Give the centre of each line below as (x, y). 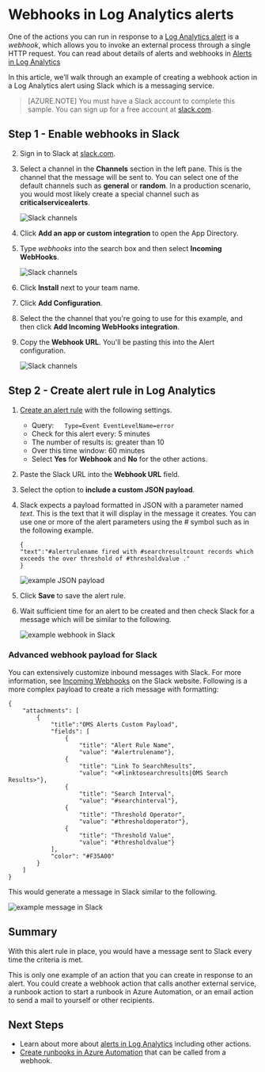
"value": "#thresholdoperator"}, (134, 822)
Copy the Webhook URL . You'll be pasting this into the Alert (117, 341)
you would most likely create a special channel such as (109, 194)
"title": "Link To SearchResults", (137, 766)
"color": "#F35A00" (82, 856)
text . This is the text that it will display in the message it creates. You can (138, 513)
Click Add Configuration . (61, 303)
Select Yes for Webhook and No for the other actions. (119, 459)
